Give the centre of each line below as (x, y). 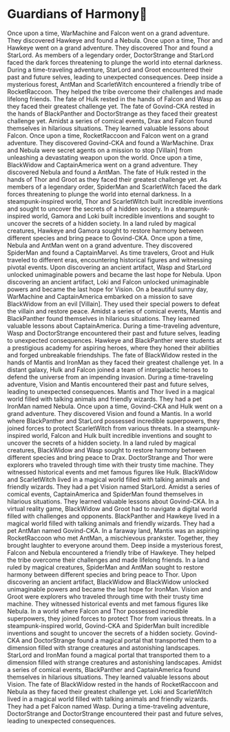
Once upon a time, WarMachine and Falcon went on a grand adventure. (108, 33)
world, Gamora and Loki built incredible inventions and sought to (123, 216)
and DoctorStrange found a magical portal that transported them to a (119, 640)
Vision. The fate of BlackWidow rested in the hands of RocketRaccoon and (113, 684)
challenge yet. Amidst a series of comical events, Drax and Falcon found (109, 121)
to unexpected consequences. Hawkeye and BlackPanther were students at (115, 340)
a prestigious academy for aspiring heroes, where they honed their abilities (113, 348)
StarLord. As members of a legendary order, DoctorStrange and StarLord (111, 55)
